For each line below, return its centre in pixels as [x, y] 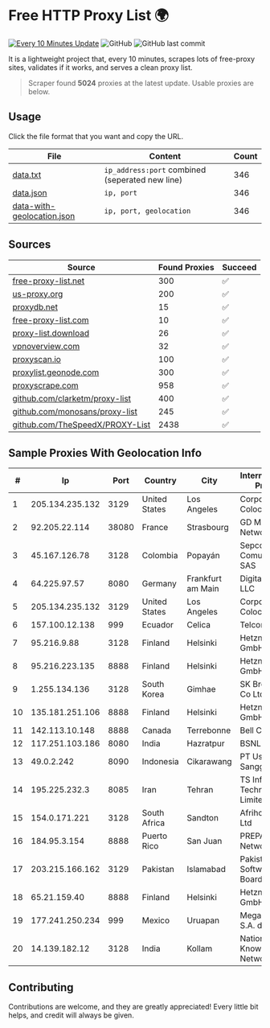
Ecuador [158, 625]
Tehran [200, 790]
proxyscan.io [37, 359]
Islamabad [207, 870]
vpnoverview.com [46, 346]
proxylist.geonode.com [56, 372]
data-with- [34, 206]
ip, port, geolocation [147, 211]
